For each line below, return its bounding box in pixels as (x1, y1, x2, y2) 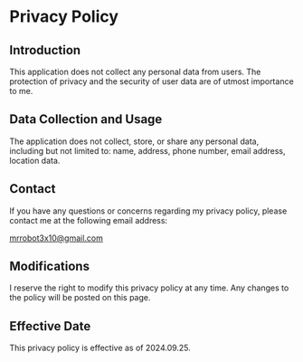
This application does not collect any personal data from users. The (9, 66, 261, 77)
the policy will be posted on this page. (9, 292, 151, 303)
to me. (9, 86, 33, 96)
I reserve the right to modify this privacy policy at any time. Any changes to (9, 282, 289, 293)
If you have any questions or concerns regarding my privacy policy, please (9, 205, 288, 216)
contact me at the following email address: (9, 214, 168, 225)
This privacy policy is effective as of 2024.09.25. (9, 342, 192, 354)
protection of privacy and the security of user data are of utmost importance (9, 76, 294, 87)
